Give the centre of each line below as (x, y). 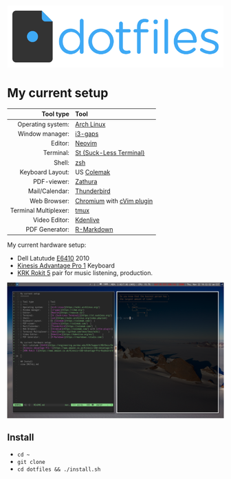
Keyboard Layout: (45, 172)
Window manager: (44, 134)
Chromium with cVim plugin (114, 201)
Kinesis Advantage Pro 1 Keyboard (66, 265)
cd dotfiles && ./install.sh (59, 469)
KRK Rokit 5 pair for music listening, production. (85, 273)
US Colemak (93, 172)
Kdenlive (87, 220)
